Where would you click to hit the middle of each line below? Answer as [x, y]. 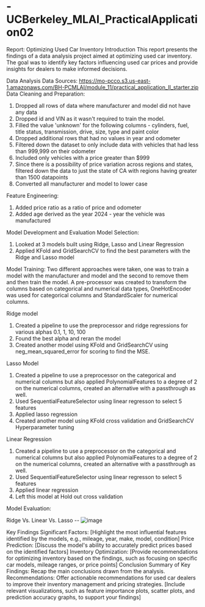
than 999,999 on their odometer [56, 151]
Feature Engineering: [33, 195]
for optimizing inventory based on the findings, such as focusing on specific [102, 558]
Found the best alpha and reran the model [68, 338]
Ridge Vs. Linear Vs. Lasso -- [43, 520]
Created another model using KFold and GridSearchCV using [92, 345]
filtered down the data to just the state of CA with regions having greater [106, 170]
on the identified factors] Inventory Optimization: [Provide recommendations [102, 551]
